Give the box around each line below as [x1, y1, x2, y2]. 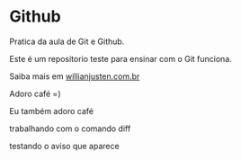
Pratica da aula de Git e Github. [9, 36, 125, 47]
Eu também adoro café [9, 105, 94, 116]
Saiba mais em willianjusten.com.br [9, 70, 140, 82]
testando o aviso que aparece [9, 140, 120, 151]
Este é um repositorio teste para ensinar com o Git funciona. [9, 53, 232, 64]
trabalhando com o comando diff [9, 123, 131, 134]
